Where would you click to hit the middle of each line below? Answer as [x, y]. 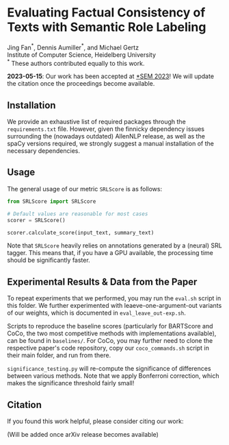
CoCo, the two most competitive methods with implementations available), [112, 333]
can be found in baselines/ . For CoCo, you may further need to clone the [110, 341]
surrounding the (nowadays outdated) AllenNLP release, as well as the [106, 136]
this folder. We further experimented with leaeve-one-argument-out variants [114, 306]
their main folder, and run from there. [59, 355]
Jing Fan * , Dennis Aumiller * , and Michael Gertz [73, 47]
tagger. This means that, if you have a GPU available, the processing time [110, 253]
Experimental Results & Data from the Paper [102, 281]
